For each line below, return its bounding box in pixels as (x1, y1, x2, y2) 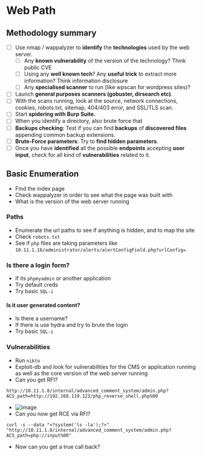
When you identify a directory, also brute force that (15, 117, 143, 125)
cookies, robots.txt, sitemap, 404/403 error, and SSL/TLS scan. (15, 104, 174, 111)
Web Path (6, 4, 56, 18)
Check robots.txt (15, 233, 60, 240)
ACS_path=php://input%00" (6, 432, 71, 438)
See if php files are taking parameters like (15, 239, 118, 246)
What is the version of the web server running (15, 197, 130, 205)
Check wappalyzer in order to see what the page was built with (15, 191, 173, 199)
